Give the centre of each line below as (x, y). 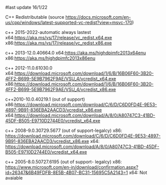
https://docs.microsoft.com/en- (98, 17)
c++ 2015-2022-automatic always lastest (48, 32)
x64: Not (138, 172)
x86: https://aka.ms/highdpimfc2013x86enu (50, 58)
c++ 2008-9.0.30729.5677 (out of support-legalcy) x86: (64, 130)
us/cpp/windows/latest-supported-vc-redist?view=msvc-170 (69, 22)
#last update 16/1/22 (27, 7)
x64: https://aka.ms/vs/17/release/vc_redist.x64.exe (59, 38)
